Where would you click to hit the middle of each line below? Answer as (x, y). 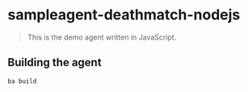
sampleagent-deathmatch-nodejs (124, 15)
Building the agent (55, 63)
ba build (22, 81)
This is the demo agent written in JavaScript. (102, 37)
